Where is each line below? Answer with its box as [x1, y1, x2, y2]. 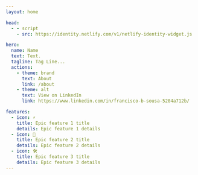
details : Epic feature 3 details [16, 159, 101, 165]
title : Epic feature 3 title [16, 154, 90, 160]
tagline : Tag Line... [11, 59, 66, 65]
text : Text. [11, 53, 42, 59]
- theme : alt [16, 87, 49, 93]
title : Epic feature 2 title [16, 137, 90, 143]
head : [5, 19, 19, 26]
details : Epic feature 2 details [16, 142, 101, 148]
